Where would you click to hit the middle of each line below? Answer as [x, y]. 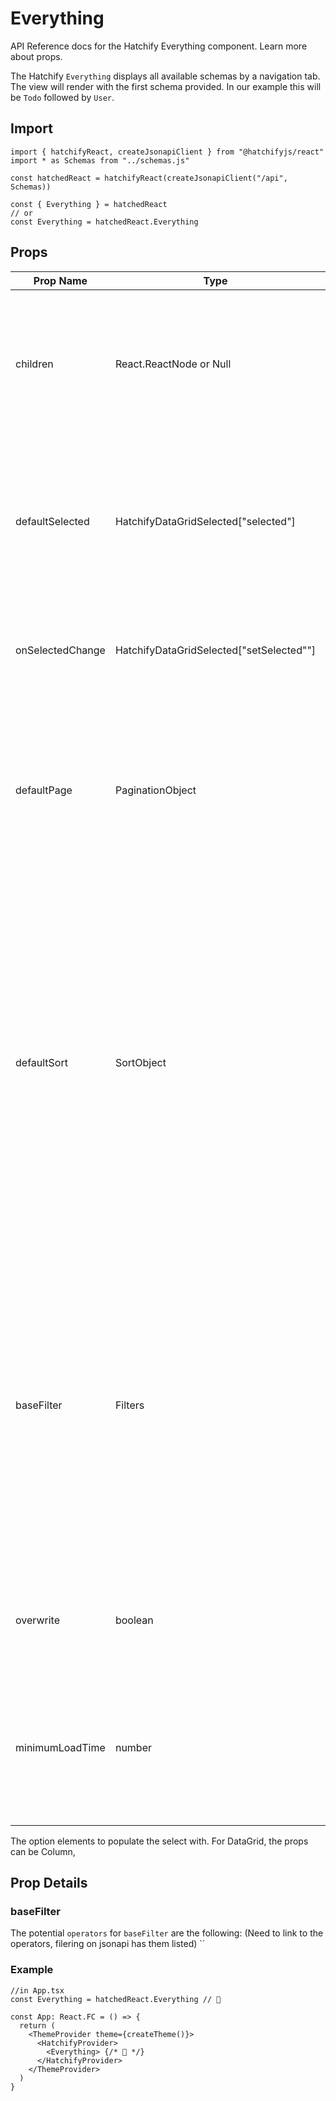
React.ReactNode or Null [173, 364]
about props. [36, 56]
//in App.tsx [37, 1990]
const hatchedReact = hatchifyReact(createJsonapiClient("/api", [149, 178]
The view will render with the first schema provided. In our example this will [166, 86]
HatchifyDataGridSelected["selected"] [205, 521]
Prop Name [60, 280]
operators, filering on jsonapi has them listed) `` [108, 1944]
